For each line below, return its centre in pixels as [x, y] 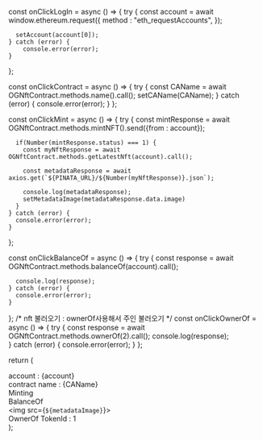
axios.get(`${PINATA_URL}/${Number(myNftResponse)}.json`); [112, 178]
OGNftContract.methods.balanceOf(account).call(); [94, 266]
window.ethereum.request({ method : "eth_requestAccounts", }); [116, 20]
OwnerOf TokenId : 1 [42, 419]
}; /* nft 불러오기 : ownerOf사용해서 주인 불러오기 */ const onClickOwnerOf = [132, 318]
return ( [21, 360]
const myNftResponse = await [72, 150]
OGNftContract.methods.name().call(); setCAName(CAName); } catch [124, 95]
